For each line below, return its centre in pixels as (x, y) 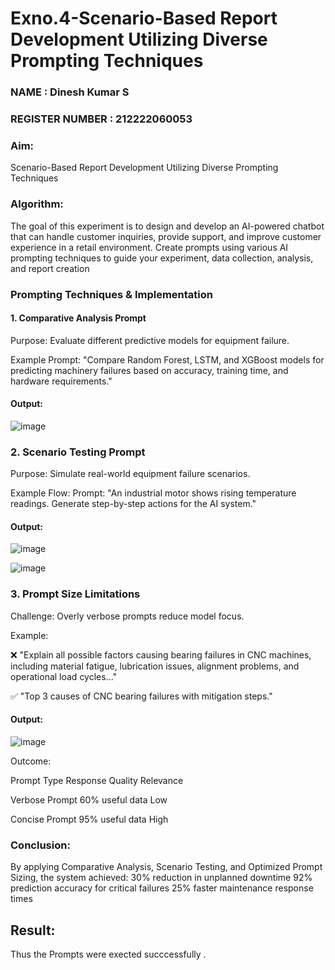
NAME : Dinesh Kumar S (70, 92)
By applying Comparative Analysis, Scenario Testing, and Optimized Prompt (166, 867)
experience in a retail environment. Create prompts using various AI (149, 247)
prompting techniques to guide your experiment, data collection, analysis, (162, 258)
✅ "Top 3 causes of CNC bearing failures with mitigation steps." (141, 696)
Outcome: (31, 761)
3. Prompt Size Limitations (75, 594)
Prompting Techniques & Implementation (111, 294)
